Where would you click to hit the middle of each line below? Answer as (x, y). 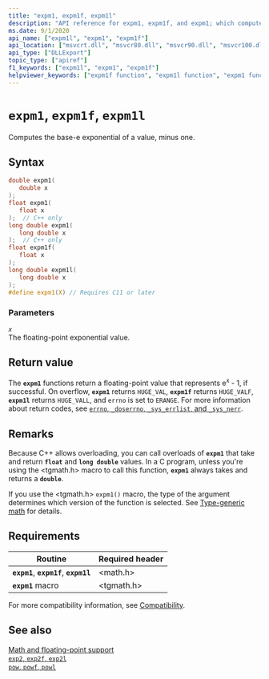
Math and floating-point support (61, 649)
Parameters (31, 313)
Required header (131, 559)
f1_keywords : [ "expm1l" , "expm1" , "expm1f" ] (84, 68)
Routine (52, 559)
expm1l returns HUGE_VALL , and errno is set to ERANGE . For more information (129, 400)
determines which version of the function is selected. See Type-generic (127, 502)
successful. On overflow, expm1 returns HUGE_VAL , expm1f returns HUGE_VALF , (131, 392)
